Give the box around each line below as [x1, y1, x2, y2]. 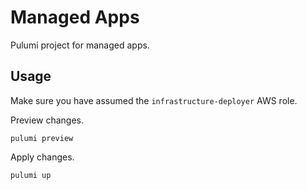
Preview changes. [10, 114, 85, 126]
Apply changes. [10, 151, 75, 163]
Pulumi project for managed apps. [10, 39, 150, 51]
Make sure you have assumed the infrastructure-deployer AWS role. [10, 94, 298, 106]
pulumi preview [10, 133, 74, 143]
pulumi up [10, 170, 52, 180]
